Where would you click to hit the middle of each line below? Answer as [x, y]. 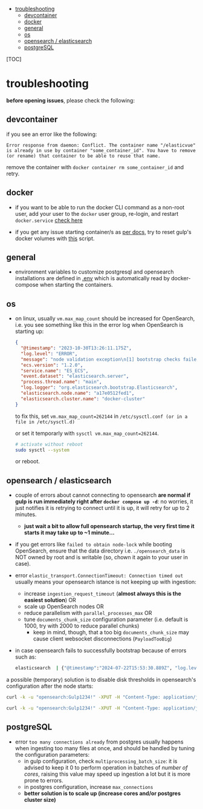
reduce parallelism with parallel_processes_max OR [88, 613]
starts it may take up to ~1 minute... [69, 532]
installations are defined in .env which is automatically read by [92, 278]
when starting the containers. [76, 285]
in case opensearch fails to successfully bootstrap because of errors [101, 651]
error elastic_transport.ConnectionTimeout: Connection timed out [99, 576]
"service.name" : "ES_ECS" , [55, 371]
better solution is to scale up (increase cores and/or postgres [102, 793]
